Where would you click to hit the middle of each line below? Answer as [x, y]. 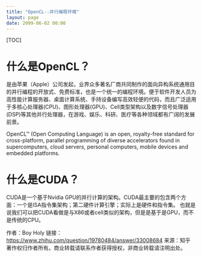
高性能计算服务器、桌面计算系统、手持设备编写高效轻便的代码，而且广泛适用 [101, 100]
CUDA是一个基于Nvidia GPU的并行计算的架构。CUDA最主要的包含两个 [94, 197]
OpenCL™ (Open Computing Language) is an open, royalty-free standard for [100, 134]
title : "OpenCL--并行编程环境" [43, 12]
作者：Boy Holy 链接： [34, 233]
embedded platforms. [33, 153]
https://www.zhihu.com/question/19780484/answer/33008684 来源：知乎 [99, 240]
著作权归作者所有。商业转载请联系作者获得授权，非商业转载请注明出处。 [96, 248]
